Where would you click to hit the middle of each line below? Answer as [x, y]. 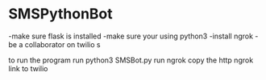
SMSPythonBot [60, 14]
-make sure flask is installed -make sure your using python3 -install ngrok [131, 36]
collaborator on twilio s [62, 44]
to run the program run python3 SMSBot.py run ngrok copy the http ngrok [131, 60]
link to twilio [28, 68]
